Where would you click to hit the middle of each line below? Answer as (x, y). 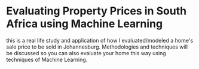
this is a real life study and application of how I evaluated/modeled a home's (100, 40)
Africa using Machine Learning (85, 24)
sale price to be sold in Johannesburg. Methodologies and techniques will (97, 47)
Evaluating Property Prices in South (97, 11)
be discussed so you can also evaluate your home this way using (86, 53)
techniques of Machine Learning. (47, 59)
